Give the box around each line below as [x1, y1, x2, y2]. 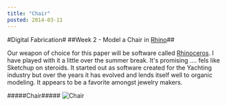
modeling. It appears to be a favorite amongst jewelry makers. [7, 78, 183, 86]
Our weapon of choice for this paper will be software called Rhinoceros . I [7, 49, 215, 57]
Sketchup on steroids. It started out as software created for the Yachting [7, 63, 212, 72]
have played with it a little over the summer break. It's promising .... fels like [7, 56, 220, 64]
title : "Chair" [7, 10, 51, 17]
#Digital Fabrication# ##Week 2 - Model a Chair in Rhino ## [7, 35, 175, 43]
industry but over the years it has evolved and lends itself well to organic [7, 70, 213, 79]
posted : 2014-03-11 [7, 17, 63, 23]
